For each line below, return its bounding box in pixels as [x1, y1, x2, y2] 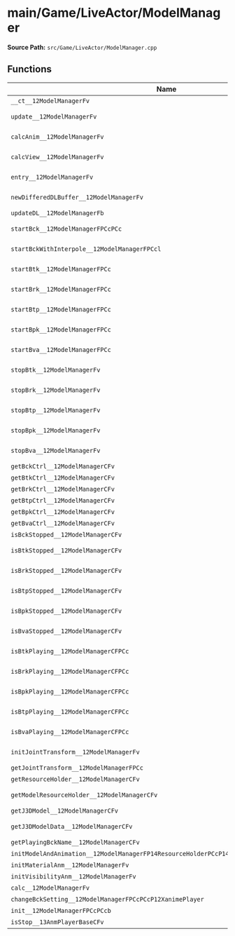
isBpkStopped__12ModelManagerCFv [10, 606, 122, 615]
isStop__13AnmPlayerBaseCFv [10, 918, 104, 926]
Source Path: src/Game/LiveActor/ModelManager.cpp [7, 43, 157, 51]
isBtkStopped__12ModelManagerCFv [10, 546, 122, 555]
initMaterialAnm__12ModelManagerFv [10, 861, 129, 869]
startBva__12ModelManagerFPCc [10, 346, 112, 353]
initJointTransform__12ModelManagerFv [10, 748, 140, 756]
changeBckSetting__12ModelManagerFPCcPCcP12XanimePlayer [10, 895, 204, 903]
